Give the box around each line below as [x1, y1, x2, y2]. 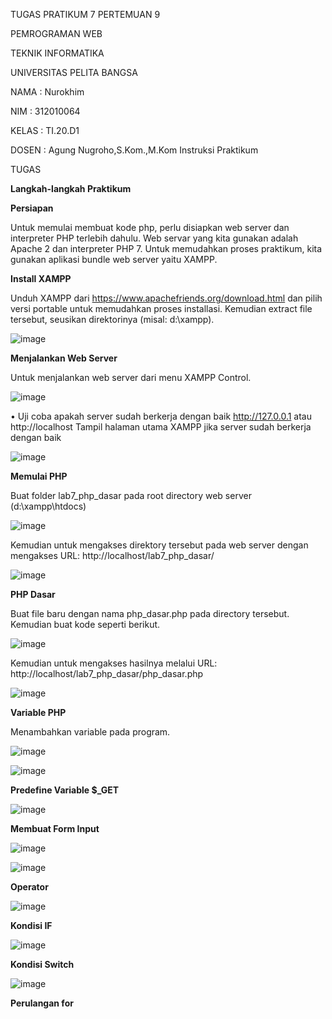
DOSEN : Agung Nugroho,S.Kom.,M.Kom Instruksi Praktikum [10, 144, 259, 156]
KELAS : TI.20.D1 [10, 125, 80, 136]
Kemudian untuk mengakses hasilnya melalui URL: [10, 657, 218, 669]
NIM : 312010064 [10, 105, 81, 117]
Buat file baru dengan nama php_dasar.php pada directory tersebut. [10, 608, 290, 619]
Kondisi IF [10, 920, 53, 931]
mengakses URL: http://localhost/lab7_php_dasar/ [10, 550, 215, 561]
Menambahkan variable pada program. [10, 726, 171, 738]
